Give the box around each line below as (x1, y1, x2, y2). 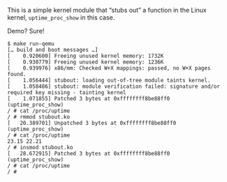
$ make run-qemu (7, 40, 54, 47)
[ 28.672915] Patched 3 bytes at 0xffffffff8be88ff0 (7, 150, 170, 157)
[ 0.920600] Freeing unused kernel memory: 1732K (7, 52, 164, 59)
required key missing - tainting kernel (7, 89, 127, 96)
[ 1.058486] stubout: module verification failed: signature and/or (7, 83, 220, 90)
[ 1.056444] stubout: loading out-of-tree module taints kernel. (7, 77, 211, 84)
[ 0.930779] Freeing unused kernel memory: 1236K (7, 59, 164, 66)
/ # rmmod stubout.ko (7, 114, 71, 121)
